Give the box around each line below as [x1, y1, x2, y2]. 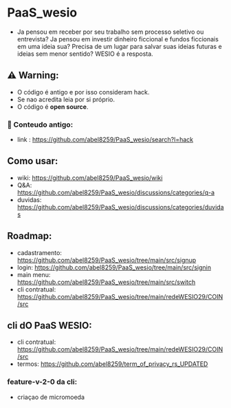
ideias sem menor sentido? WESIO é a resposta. [16, 50, 153, 58]
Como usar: [7, 155, 58, 167]
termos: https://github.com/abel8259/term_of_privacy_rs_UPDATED [16, 360, 208, 368]
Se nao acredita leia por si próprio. [16, 95, 115, 103]
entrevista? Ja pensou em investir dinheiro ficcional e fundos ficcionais [16, 34, 219, 43]
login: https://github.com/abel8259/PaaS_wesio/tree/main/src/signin [16, 263, 212, 272]
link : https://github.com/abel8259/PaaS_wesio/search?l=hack [16, 136, 194, 144]
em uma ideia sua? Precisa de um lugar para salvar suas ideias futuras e [16, 42, 222, 50]
